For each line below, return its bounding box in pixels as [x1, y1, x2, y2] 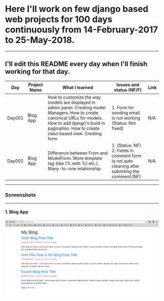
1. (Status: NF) [111, 142, 142, 148]
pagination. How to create [48, 125, 100, 131]
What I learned [62, 84, 93, 90]
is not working [111, 115, 141, 120]
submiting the [111, 168, 140, 174]
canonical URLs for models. [48, 115, 103, 120]
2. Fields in [111, 147, 134, 153]
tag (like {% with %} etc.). [48, 161, 99, 166]
